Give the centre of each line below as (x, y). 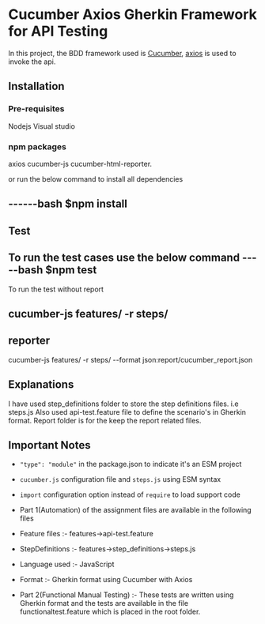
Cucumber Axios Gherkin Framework (132, 15)
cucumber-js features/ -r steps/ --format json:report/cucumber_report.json (131, 359)
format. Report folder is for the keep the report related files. (105, 420)
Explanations (41, 385)
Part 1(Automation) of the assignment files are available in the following (135, 510)
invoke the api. (32, 62)
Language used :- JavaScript (67, 564)
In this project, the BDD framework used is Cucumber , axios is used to (122, 53)
